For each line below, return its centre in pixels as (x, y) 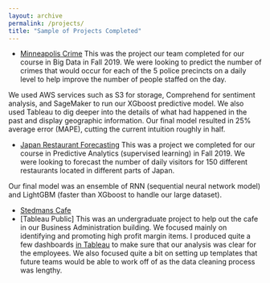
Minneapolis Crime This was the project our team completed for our (132, 54)
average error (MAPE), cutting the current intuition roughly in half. (117, 129)
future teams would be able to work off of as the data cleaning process (137, 262)
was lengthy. (41, 270)
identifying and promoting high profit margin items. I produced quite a (135, 236)
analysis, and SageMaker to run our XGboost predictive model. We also (126, 104)
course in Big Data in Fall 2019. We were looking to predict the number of (141, 62)
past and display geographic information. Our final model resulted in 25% (130, 121)
